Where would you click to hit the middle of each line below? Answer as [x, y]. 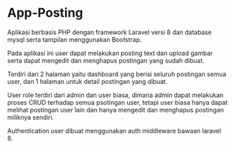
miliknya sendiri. [31, 117]
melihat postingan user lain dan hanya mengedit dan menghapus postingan [115, 110]
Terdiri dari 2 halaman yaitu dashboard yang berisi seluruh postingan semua [117, 74]
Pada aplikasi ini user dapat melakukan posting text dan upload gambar [110, 53]
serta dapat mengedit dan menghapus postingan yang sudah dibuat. [106, 60]
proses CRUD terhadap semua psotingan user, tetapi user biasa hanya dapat [117, 102]
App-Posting [45, 13]
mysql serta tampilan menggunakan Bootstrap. [74, 39]
